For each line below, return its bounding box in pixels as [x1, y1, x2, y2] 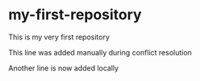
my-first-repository [8, 6, 143, 24]
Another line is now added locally [8, 63, 119, 73]
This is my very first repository [8, 32, 110, 42]
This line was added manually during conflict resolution [8, 47, 192, 57]
